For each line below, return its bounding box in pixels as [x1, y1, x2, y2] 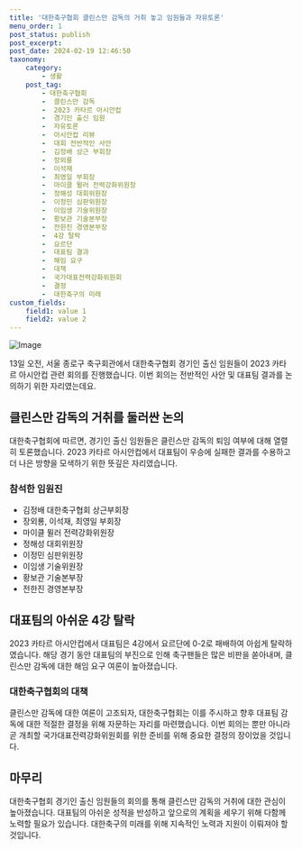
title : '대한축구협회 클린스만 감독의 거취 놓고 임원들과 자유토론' [9, 13, 224, 23]
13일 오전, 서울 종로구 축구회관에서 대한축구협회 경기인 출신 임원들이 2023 [9, 358, 270, 370]
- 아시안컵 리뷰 [41, 131, 96, 140]
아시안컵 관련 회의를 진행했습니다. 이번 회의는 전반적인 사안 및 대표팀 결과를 [18, 370, 284, 380]
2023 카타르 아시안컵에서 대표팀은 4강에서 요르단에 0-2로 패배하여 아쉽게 [9, 638, 269, 649]
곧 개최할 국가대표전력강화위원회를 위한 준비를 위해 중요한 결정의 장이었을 [9, 730, 268, 741]
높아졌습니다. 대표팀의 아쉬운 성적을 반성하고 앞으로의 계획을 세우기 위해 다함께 [9, 808, 287, 818]
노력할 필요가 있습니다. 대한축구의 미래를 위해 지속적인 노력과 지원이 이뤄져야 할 [9, 818, 288, 829]
